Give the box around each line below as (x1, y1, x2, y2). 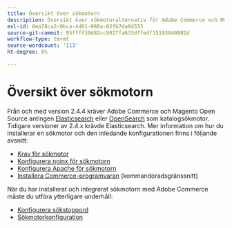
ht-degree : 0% (7, 49, 48, 56)
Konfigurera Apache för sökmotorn (17, 164, 117, 172)
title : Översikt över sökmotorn (7, 10, 100, 17)
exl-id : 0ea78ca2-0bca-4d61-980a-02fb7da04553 (7, 23, 144, 30)
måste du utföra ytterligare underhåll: (7, 192, 113, 200)
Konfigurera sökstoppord (17, 205, 88, 214)
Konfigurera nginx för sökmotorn (17, 156, 110, 165)
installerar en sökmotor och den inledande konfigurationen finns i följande (7, 129, 217, 137)
